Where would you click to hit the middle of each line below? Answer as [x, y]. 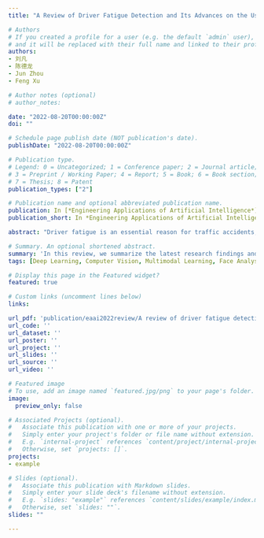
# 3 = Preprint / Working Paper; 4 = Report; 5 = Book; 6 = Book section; [133, 174]
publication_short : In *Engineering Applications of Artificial [115, 218]
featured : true [33, 283]
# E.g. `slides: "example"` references [77, 500]
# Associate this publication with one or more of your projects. [123, 427]
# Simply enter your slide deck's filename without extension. [117, 493]
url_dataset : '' [35, 333]
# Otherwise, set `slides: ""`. [65, 508]
